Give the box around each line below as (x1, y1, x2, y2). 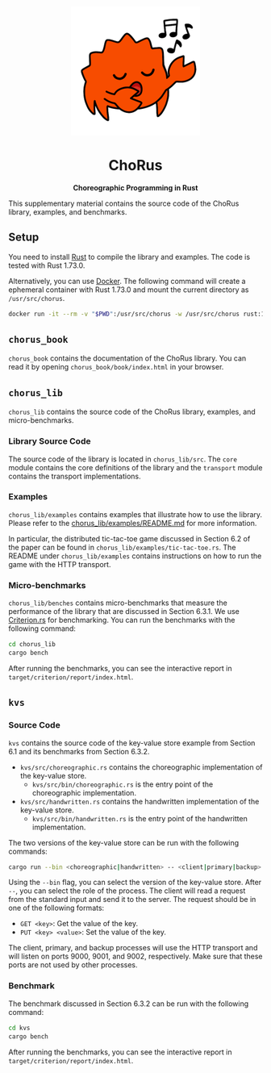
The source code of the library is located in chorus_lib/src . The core (8, 454, 238, 464)
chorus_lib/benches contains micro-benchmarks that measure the (8, 598, 227, 607)
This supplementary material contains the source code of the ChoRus (8, 198, 240, 208)
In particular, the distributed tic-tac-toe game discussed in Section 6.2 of (8, 533, 251, 543)
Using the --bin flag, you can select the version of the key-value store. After (8, 878, 262, 887)
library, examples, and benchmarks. (8, 207, 127, 216)
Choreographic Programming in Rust (73, 182, 198, 192)
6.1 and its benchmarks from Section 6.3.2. (8, 746, 150, 756)
